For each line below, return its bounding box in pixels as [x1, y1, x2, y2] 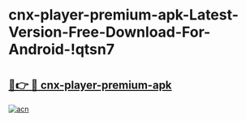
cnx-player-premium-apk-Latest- [8, 6, 240, 24]
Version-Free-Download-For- [8, 23, 211, 41]
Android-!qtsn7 [8, 41, 115, 58]
